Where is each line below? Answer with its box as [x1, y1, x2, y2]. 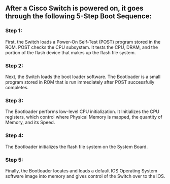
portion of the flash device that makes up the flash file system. [5, 49, 136, 55]
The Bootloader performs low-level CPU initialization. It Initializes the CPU [5, 108, 160, 115]
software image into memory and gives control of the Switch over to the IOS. [5, 173, 165, 179]
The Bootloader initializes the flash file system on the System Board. [5, 143, 148, 150]
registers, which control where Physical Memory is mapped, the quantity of [5, 114, 162, 120]
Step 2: [5, 62, 24, 69]
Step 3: [5, 97, 24, 104]
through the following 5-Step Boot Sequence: [5, 12, 152, 21]
